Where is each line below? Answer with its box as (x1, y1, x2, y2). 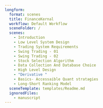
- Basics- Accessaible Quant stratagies (13, 77, 99, 82)
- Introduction (13, 35, 45, 40)
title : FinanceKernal (9, 16, 54, 21)
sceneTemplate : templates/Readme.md (9, 86, 85, 91)
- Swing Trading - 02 (13, 53, 58, 59)
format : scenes (9, 12, 41, 17)
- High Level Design (13, 68, 56, 73)
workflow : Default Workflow (9, 21, 68, 26)
